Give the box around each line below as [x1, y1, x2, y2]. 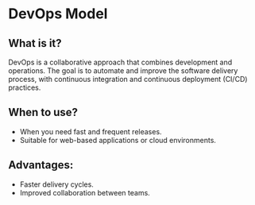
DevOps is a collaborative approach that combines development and [8, 57, 233, 67]
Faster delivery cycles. [19, 180, 94, 189]
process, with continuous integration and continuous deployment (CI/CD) [8, 75, 248, 83]
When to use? [8, 106, 78, 119]
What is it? [8, 37, 62, 50]
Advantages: [8, 158, 74, 172]
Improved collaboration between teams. [19, 188, 151, 197]
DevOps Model [8, 5, 108, 23]
